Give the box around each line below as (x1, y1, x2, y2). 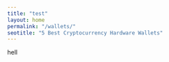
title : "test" (7, 10, 49, 17)
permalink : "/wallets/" (7, 23, 77, 30)
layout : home (7, 17, 45, 23)
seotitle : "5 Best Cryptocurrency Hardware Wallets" (7, 29, 163, 37)
